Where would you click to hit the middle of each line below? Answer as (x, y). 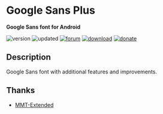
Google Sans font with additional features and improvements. (82, 72)
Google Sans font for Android (43, 27)
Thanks (21, 90)
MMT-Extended (34, 104)
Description (28, 57)
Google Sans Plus (51, 10)
